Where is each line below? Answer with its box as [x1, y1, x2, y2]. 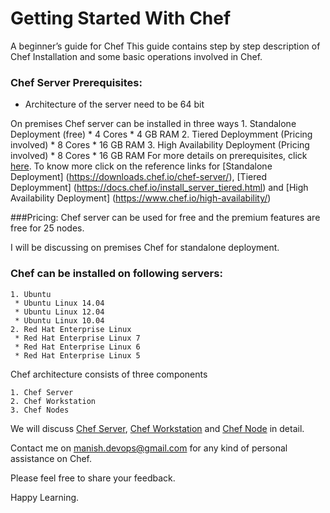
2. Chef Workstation [10, 396, 97, 406]
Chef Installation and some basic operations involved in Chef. [10, 50, 263, 62]
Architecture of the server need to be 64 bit [24, 98, 205, 111]
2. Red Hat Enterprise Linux [10, 324, 132, 334]
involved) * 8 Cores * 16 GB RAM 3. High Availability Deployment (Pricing [10, 139, 310, 151]
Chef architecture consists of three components [10, 368, 208, 380]
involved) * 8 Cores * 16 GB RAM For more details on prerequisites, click [10, 150, 308, 162]
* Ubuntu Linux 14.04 [14, 298, 105, 308]
